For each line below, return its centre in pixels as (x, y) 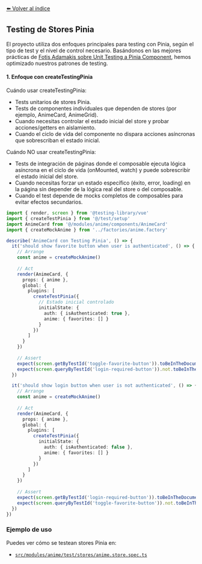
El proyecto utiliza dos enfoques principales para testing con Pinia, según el (100, 44)
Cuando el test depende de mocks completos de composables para (99, 196)
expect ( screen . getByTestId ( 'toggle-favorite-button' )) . (89, 363)
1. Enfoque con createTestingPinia (50, 77)
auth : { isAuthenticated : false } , (89, 447)
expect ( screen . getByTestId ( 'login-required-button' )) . (87, 497)
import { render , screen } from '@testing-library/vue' (78, 213)
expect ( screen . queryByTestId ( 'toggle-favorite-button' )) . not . (96, 503)
